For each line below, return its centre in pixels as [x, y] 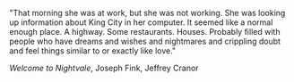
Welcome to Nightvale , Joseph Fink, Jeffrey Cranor [104, 68]
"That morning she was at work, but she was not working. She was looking [147, 13]
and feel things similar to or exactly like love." [93, 51]
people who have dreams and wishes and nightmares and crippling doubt [145, 41]
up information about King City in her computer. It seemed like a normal [141, 22]
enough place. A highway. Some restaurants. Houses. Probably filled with [145, 32]
